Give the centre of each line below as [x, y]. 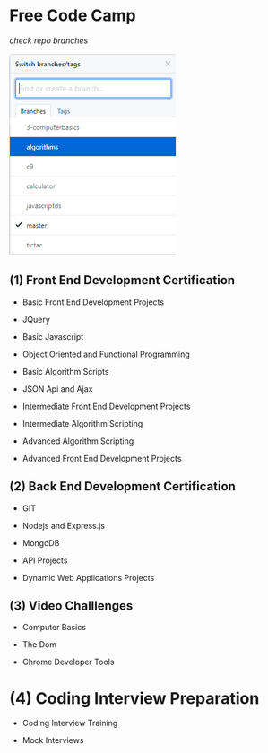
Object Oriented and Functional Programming [106, 354]
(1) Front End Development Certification [122, 280]
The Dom [39, 645]
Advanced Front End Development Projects [102, 458]
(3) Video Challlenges [71, 606]
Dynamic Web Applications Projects [88, 577]
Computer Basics [54, 627]
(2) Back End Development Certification [122, 486]
